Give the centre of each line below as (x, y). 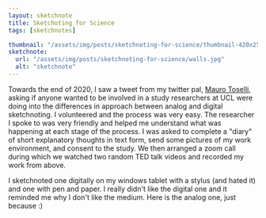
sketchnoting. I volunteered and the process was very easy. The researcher (131, 114)
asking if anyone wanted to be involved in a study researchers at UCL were (131, 98)
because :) (26, 205)
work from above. (37, 165)
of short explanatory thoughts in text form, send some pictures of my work (130, 140)
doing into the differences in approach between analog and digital (116, 106)
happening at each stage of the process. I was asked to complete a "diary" (130, 131)
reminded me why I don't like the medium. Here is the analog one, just (122, 197)
